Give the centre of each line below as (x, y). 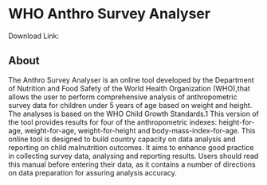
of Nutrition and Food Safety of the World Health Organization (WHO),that (130, 88)
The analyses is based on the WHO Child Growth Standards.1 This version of (133, 114)
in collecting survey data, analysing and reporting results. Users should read (133, 156)
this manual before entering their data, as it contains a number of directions (132, 164)
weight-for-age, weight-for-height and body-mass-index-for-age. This (140, 130)
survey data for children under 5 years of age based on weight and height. (130, 105)
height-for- (237, 122)
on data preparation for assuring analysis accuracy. (93, 172)
